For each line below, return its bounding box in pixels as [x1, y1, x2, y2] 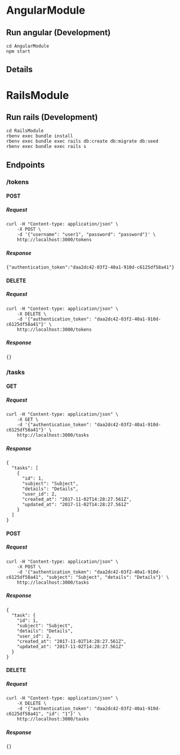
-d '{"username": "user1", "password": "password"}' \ [17, 232, 156, 238]
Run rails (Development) [6, 112, 98, 122]
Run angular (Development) [6, 27, 111, 38]
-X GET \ [17, 417, 39, 423]
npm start [6, 48, 31, 54]
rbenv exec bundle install [6, 133, 73, 139]
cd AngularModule [6, 43, 49, 49]
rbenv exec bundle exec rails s [6, 144, 86, 150]
